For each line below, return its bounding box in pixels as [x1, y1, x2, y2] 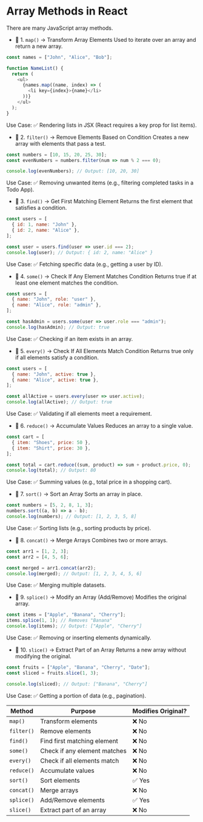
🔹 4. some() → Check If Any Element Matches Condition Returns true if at [15, 272, 197, 280]
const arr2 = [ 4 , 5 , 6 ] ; [6, 554, 69, 560]
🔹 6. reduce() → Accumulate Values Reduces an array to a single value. [15, 422, 193, 430]
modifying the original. [15, 653, 72, 660]
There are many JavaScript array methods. [6, 24, 113, 32]
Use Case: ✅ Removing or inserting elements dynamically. [6, 634, 151, 641]
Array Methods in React [6, 4, 128, 18]
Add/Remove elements [40, 796, 105, 804]
